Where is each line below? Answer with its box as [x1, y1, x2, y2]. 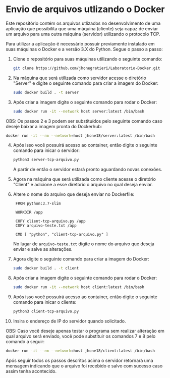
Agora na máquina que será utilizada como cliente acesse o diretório [13, 176, 156, 182]
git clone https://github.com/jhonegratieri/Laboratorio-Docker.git [13, 66, 160, 71]
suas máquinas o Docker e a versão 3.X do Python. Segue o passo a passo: [6, 46, 163, 52]
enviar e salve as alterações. [13, 246, 73, 252]
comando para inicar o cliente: [13, 299, 77, 305]
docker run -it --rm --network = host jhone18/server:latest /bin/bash [6, 133, 155, 138]
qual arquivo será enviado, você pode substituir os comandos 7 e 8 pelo [6, 333, 156, 339]
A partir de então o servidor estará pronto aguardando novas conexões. [13, 167, 163, 173]
